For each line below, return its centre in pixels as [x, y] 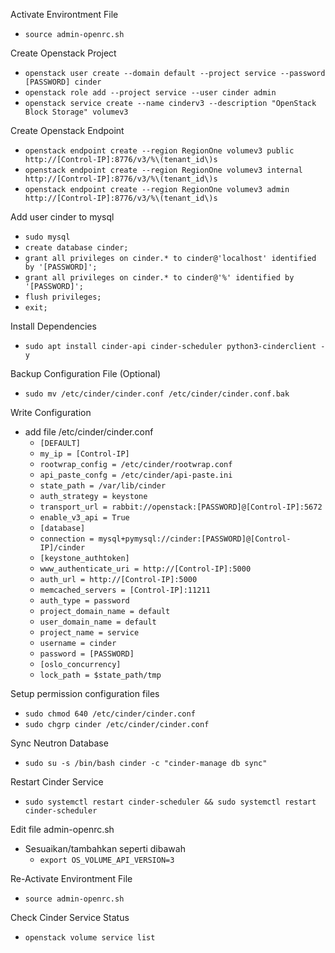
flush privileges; [63, 297]
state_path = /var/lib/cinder [103, 486]
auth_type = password [84, 601]
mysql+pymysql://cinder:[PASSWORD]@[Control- [195, 539]
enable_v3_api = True [84, 518]
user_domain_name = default [98, 622]
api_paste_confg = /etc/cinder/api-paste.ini [136, 475]
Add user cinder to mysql [62, 217]
